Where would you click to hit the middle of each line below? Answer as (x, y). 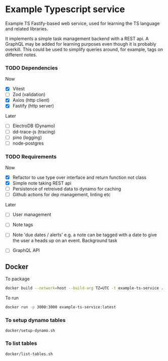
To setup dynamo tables (35, 320)
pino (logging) (27, 137)
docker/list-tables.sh (29, 354)
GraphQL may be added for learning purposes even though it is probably (81, 44)
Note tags (23, 225)
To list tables (21, 343)
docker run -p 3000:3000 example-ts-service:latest (61, 307)
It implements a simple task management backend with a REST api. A (77, 39)
